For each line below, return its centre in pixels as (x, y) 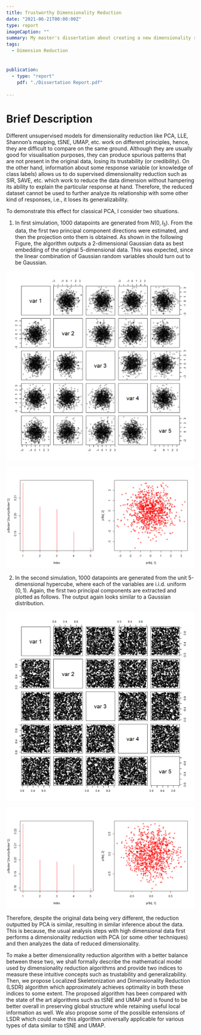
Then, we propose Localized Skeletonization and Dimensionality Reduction (98, 981)
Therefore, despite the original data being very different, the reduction (93, 918)
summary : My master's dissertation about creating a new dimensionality (99, 38)
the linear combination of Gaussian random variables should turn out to (103, 256)
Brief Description (49, 119)
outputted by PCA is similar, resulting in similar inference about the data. (95, 925)
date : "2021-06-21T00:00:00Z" (44, 19)
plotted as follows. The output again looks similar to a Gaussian (93, 597)
